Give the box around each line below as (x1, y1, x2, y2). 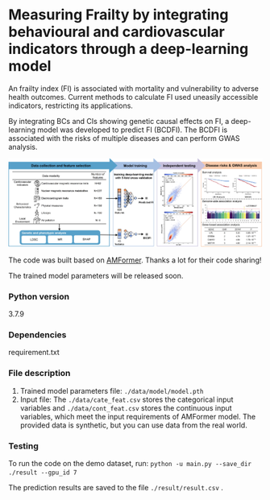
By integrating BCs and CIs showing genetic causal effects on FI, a (8, 116, 230, 126)
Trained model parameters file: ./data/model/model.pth (19, 386, 204, 395)
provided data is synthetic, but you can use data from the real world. (19, 420, 247, 430)
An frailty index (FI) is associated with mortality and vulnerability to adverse (8, 83, 260, 93)
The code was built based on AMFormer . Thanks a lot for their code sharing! (8, 255, 262, 265)
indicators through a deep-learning (8, 40, 249, 58)
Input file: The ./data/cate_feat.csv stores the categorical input (19, 395, 234, 404)
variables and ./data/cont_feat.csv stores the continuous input (19, 403, 232, 412)
